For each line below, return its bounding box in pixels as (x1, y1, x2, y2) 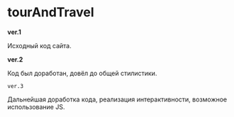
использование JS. (7, 102, 65, 111)
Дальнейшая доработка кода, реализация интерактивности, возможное (7, 95, 228, 104)
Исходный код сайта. (7, 41, 72, 50)
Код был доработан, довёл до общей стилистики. (7, 69, 157, 77)
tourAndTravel (7, 4, 94, 21)
